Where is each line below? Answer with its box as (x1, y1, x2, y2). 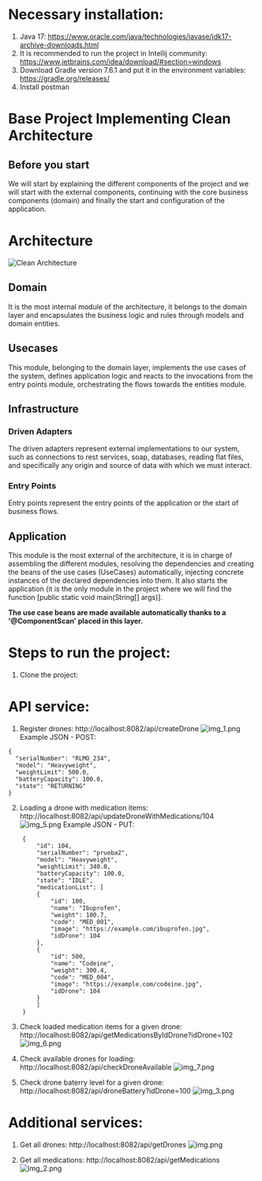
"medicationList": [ (36, 884, 104, 892)
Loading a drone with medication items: (19, 803, 148, 813)
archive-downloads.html (19, 40, 99, 49)
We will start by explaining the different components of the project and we (8, 179, 249, 188)
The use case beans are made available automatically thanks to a (8, 608, 226, 617)
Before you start (8, 158, 90, 172)
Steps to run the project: (8, 644, 171, 662)
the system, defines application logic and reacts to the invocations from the (8, 371, 254, 380)
